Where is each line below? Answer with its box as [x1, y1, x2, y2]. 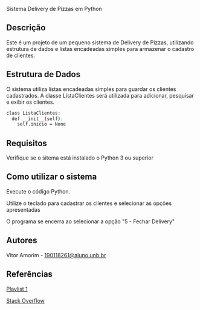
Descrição [6, 22, 46, 33]
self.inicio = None [17, 121, 66, 127]
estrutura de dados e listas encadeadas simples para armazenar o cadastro [6, 45, 195, 52]
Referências [6, 269, 53, 280]
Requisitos [6, 138, 47, 148]
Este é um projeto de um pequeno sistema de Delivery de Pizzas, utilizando [6, 39, 194, 46]
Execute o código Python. [6, 187, 71, 195]
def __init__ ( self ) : [11, 115, 63, 122]
